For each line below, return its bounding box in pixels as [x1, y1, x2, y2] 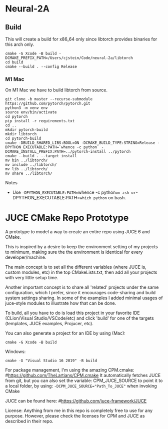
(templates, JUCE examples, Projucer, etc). [5, 321, 94, 327]
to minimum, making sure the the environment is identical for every [5, 249, 143, 255]
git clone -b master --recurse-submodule [5, 97, 93, 102]
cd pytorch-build [5, 136, 41, 141]
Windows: [5, 349, 26, 355]
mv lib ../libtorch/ [5, 167, 48, 172]
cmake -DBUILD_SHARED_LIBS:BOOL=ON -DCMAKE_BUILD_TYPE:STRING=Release [5, 140, 155, 145]
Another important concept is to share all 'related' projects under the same [5, 284, 159, 290]
